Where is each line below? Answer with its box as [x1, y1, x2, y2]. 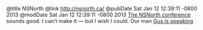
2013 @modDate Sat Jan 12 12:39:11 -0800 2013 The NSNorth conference [6, 11, 191, 18]
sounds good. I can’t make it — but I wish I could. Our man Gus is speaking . [6, 18, 195, 24]
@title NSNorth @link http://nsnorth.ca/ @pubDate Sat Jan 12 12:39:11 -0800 [6, 5, 198, 12]
